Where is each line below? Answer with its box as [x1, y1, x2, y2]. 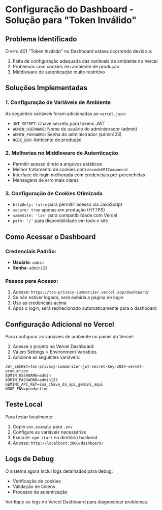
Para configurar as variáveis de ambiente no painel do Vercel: [5, 334, 134, 340]
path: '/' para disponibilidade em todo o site [12, 218, 108, 224]
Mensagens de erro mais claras [12, 177, 79, 183]
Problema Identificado [5, 35, 77, 43]
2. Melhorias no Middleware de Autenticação [5, 149, 118, 156]
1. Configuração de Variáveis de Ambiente [5, 99, 111, 106]
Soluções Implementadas [5, 84, 88, 92]
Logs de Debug [5, 454, 54, 463]
